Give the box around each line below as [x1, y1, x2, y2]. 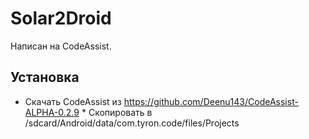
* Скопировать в [81, 106, 153, 118]
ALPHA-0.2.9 [24, 106, 80, 118]
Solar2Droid [10, 7, 112, 30]
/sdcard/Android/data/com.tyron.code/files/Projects [24, 117, 240, 129]
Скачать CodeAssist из [24, 95, 122, 107]
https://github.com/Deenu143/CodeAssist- [123, 95, 299, 107]
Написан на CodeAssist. [10, 40, 112, 52]
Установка [10, 69, 80, 86]
